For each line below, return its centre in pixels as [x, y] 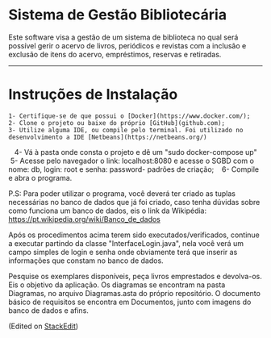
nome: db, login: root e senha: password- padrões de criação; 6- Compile [134, 169]
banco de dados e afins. [48, 310]
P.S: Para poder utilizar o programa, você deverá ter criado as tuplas [122, 193]
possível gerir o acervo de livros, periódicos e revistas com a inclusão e [127, 45]
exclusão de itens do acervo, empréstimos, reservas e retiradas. [115, 54]
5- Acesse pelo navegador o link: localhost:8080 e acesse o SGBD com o [132, 161]
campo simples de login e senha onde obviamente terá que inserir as [123, 252]
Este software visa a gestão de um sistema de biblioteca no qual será [123, 37]
